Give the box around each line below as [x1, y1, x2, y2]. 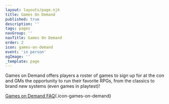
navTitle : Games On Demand [5, 36, 62, 41]
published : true [5, 17, 39, 22]
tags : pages [5, 26, 30, 31]
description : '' [5, 21, 39, 27]
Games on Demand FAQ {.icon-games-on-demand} [5, 93, 111, 99]
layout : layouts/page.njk [5, 7, 60, 13]
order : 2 [5, 40, 24, 45]
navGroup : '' [5, 31, 33, 36]
